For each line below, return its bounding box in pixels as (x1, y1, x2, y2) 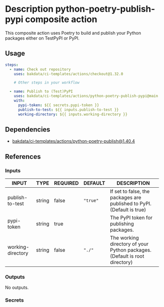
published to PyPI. (109, 200, 152, 207)
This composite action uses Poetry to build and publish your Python (5, 30, 142, 36)
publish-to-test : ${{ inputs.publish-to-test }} (18, 107, 119, 112)
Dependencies (5, 125, 50, 133)
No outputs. (5, 285, 29, 290)
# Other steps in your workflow (14, 80, 80, 85)
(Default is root (109, 253, 144, 260)
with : (14, 98, 25, 103)
